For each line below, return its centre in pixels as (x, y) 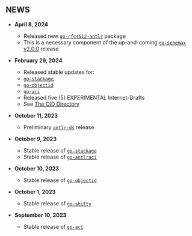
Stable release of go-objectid (60, 180)
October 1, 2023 (35, 192)
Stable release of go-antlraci (60, 157)
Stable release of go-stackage (60, 150)
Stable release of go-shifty (57, 203)
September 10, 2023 (40, 215)
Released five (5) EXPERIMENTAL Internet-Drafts (84, 97)
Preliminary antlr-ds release (59, 127)
